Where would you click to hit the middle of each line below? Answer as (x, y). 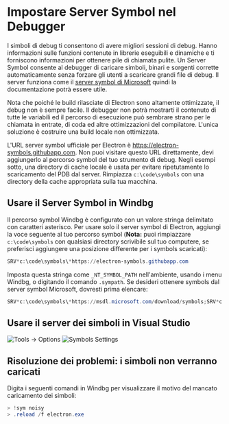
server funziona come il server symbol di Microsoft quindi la (92, 82)
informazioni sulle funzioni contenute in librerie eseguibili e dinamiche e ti (111, 53)
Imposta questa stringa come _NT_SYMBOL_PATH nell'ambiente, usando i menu (114, 274)
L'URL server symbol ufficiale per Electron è (69, 145)
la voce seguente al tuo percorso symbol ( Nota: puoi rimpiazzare (99, 234)
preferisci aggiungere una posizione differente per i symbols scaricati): (107, 248)
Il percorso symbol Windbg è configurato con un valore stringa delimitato (110, 220)
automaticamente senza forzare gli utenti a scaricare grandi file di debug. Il (113, 74)
